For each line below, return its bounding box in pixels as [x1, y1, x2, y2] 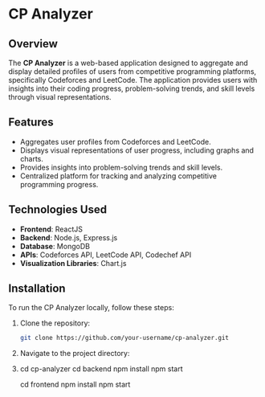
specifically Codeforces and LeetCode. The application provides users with [8, 76, 258, 84]
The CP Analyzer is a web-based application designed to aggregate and [8, 58, 249, 68]
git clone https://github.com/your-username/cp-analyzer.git [19, 334, 230, 342]
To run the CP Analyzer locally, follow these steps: [8, 303, 174, 313]
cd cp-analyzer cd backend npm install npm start [19, 364, 183, 374]
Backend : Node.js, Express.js [19, 232, 118, 242]
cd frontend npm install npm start [19, 379, 131, 390]
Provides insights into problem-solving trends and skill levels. [19, 162, 223, 172]
